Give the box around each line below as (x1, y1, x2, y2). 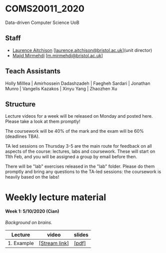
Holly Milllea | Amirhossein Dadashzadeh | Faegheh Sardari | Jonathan (5, 80, 150, 86)
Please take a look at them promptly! (5, 118, 80, 125)
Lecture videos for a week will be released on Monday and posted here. (5, 113, 153, 119)
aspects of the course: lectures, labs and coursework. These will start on (5, 148, 155, 155)
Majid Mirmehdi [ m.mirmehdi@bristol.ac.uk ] (12, 52, 103, 58)
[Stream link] (38, 240, 69, 247)
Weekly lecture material (5, 192, 106, 203)
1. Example (7, 240, 34, 247)
